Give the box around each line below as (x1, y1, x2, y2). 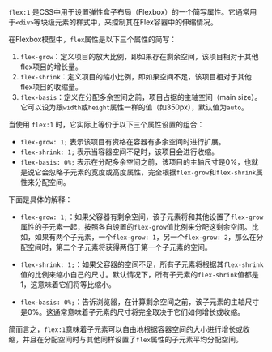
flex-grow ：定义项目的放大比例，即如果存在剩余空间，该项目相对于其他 (19, 52, 259, 61)
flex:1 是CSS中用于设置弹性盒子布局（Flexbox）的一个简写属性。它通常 (8, 7, 250, 16)
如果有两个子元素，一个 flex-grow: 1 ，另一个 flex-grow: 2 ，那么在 (34, 232, 257, 242)
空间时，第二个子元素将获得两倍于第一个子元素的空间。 (27, 243, 212, 251)
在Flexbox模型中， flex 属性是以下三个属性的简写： (8, 35, 177, 44)
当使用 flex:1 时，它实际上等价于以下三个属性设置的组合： (8, 120, 205, 129)
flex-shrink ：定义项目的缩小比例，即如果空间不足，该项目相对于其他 (19, 72, 253, 81)
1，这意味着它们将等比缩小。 (19, 280, 116, 290)
